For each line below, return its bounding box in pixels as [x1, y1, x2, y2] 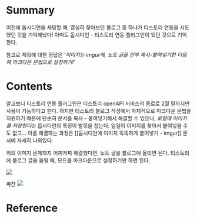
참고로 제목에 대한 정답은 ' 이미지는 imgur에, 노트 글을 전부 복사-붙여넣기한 [6, 51, 176, 58]
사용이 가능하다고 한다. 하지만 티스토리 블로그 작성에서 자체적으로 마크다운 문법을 [6, 107, 192, 114]
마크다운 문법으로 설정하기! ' [12, 58, 75, 66]
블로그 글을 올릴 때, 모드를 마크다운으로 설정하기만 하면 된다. [12, 157, 151, 164]
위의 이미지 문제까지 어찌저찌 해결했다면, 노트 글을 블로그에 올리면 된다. [6, 149, 169, 157]
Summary [6, 4, 55, 17]
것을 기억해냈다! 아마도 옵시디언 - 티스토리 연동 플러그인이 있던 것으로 [16, 31, 176, 38]
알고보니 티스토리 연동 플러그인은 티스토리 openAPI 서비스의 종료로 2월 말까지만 [6, 100, 190, 107]
